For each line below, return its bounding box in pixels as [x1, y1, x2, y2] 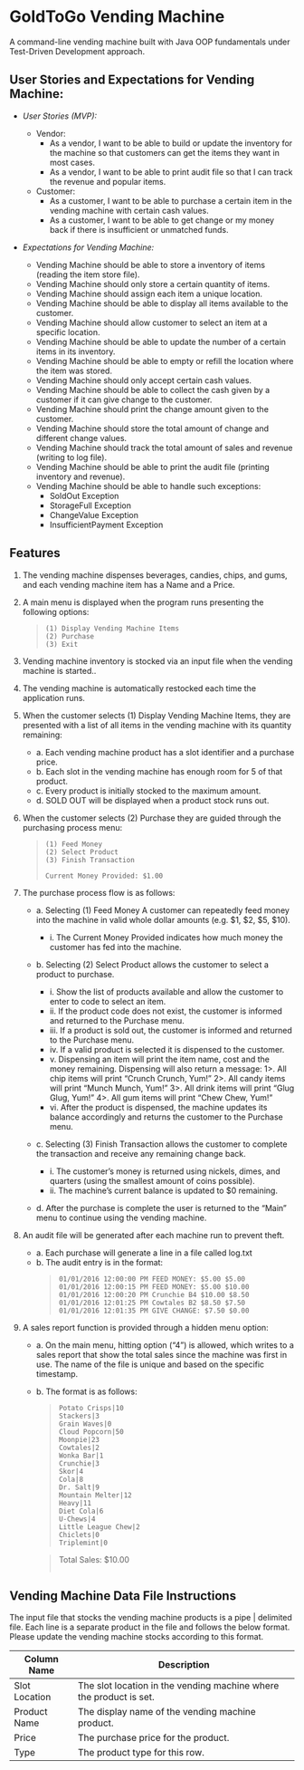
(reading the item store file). [35, 269, 140, 280]
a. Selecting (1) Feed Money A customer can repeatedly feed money [35, 904, 290, 916]
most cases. [49, 157, 95, 168]
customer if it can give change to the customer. [35, 394, 213, 405]
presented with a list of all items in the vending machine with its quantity [22, 719, 292, 730]
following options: [22, 606, 90, 617]
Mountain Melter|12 [58, 1490, 133, 1500]
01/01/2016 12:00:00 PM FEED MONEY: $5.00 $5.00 [58, 1275, 246, 1284]
